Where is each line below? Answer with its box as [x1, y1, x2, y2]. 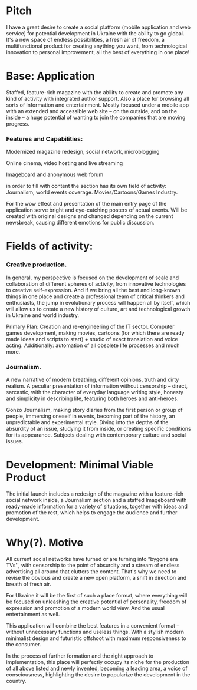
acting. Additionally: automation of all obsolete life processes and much [6, 342, 180, 349]
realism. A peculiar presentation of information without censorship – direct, [6, 382, 188, 389]
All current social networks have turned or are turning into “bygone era [6, 555, 178, 562]
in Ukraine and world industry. [6, 311, 80, 319]
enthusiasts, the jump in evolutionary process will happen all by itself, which [6, 299, 191, 306]
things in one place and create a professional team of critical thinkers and [6, 293, 185, 300]
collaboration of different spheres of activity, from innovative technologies [6, 280, 186, 287]
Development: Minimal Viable [6, 458, 154, 472]
